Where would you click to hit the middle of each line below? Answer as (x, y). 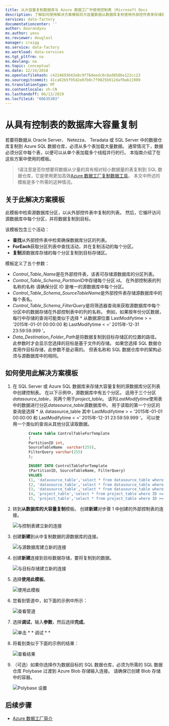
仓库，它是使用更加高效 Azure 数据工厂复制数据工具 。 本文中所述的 (91, 176)
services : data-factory (30, 19)
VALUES (35, 475)
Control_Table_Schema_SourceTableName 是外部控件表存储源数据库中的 (87, 293)
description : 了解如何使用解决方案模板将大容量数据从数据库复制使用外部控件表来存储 (83, 15)
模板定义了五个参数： (27, 263)
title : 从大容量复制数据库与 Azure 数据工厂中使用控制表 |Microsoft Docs (76, 10)
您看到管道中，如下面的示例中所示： (50, 601)
